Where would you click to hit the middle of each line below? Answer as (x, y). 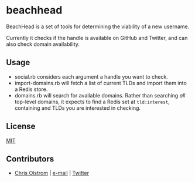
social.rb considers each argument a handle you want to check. (91, 76)
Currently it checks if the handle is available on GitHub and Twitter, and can (97, 38)
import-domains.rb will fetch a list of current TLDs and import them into (101, 83)
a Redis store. (31, 89)
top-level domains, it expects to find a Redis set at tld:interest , (92, 102)
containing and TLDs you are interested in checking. (78, 108)
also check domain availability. (43, 44)
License (21, 127)
